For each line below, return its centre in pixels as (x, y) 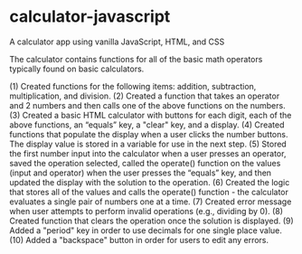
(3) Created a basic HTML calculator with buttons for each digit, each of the (151, 115)
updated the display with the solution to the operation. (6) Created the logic (150, 182)
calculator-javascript (90, 17)
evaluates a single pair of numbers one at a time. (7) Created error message (151, 202)
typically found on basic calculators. (77, 69)
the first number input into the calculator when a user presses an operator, (148, 153)
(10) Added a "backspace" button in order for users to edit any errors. (139, 240)
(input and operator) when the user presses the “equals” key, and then (141, 173)
